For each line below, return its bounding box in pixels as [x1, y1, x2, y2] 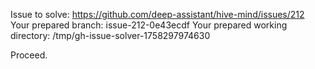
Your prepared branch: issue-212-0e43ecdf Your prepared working [10, 19, 288, 31]
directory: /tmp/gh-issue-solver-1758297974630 [10, 30, 211, 41]
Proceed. [10, 49, 48, 61]
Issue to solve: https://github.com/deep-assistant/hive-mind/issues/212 [10, 9, 305, 20]
